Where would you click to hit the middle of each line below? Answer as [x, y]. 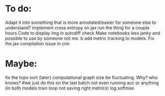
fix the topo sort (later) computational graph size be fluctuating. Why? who [82, 77]
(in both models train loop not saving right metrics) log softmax [70, 88]
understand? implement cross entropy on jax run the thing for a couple [78, 27]
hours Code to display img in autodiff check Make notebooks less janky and [83, 33]
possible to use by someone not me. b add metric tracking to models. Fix [80, 38]
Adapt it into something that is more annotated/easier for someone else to [81, 22]
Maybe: [21, 64]
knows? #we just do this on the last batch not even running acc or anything [82, 83]
